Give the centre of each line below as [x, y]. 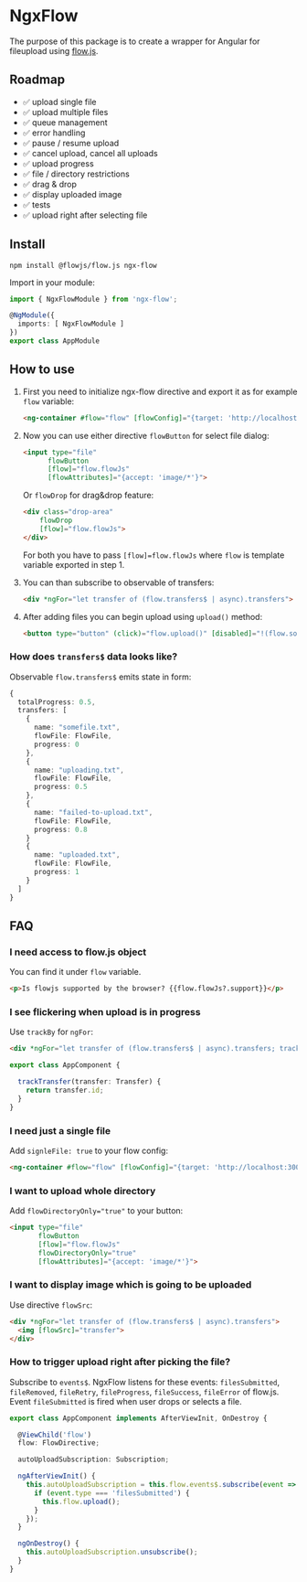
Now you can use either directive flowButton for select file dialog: [146, 435]
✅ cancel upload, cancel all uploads [90, 153]
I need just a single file [60, 1130]
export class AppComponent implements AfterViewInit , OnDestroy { [138, 1418]
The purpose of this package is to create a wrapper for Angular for [135, 41]
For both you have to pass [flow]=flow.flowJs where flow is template [153, 555]
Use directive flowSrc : [51, 1305]
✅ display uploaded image [72, 194]
